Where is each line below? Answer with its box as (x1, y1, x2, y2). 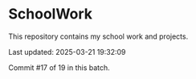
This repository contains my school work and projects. (8, 31, 189, 41)
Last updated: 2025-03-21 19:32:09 (8, 47, 126, 56)
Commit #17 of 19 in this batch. (8, 62, 110, 73)
